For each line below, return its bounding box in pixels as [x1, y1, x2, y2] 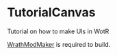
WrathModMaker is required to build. [7, 40, 111, 48]
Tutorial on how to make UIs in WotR [7, 27, 109, 35]
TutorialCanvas [7, 5, 96, 20]
